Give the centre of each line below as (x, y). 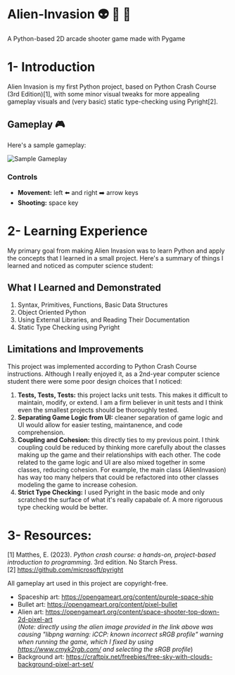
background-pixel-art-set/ (55, 664)
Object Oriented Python (52, 312)
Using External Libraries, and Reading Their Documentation (103, 320)
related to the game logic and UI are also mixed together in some (111, 462)
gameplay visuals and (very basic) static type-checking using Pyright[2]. (113, 101)
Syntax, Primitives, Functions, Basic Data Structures (93, 305)
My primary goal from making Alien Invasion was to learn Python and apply (116, 251)
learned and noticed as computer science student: (80, 265)
